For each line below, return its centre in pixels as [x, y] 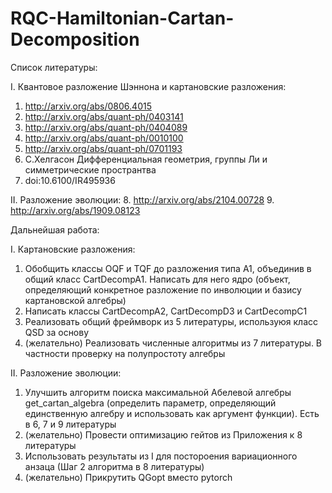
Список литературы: [54, 67]
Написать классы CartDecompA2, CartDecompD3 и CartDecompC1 [166, 311]
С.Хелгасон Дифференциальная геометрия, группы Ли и [146, 159]
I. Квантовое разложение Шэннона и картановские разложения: [148, 86]
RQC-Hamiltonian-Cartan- [122, 18]
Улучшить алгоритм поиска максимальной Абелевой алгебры [158, 392]
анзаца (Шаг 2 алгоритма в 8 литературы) [114, 466]
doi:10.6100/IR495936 [70, 180]
